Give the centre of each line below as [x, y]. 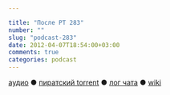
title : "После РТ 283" [46, 22]
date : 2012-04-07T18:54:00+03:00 [64, 45]
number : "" [26, 30]
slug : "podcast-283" [43, 38]
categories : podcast [43, 60]
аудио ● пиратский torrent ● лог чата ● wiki [85, 82]
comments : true [34, 53]
